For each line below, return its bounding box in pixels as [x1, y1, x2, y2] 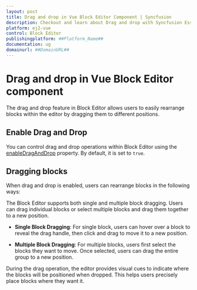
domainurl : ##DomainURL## [6, 47, 69, 53]
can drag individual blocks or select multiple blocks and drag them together [6, 206, 189, 213]
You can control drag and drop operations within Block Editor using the [6, 143, 178, 150]
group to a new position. [14, 254, 74, 261]
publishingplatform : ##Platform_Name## [6, 36, 104, 42]
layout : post [6, 8, 38, 15]
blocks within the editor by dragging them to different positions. [6, 110, 160, 118]
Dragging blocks [6, 166, 68, 176]
